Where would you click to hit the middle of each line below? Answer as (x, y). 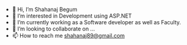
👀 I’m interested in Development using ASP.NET (72, 16)
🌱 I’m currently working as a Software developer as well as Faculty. (97, 22)
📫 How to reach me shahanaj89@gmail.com (68, 36)
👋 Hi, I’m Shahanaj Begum (45, 9)
